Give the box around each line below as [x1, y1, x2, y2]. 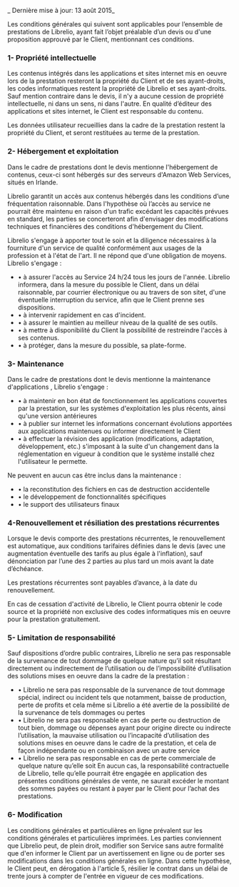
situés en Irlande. [7, 178, 59, 187]
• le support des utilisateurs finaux [17, 500, 120, 508]
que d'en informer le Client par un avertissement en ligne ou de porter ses [7, 848, 225, 857]
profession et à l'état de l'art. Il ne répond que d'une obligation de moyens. [7, 251, 227, 259]
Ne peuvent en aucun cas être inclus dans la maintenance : [7, 471, 182, 480]
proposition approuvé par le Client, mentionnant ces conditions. [7, 35, 195, 44]
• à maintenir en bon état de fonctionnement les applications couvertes [17, 396, 228, 405]
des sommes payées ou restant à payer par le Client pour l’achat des [17, 784, 220, 793]
